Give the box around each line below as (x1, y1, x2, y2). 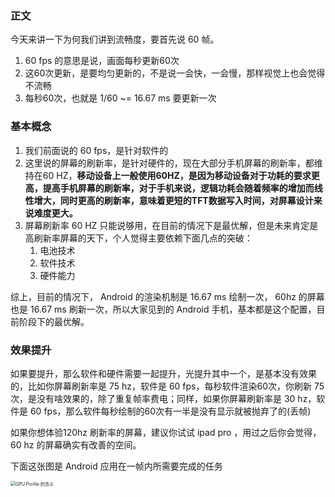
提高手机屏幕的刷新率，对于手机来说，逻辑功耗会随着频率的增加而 (42, 182, 315, 194)
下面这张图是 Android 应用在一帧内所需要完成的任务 (10, 460, 223, 472)
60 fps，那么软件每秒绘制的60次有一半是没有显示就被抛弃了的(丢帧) (29, 405, 312, 417)
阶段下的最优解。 (18, 315, 90, 327)
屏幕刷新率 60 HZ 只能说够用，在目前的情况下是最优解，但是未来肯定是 (24, 219, 319, 231)
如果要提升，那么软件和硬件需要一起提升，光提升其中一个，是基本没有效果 (10, 367, 317, 379)
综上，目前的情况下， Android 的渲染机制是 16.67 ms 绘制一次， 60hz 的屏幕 (10, 290, 325, 302)
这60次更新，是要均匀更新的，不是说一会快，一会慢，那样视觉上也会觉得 (24, 67, 326, 79)
